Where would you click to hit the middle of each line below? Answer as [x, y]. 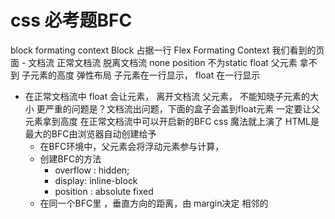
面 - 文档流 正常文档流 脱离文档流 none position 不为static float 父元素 [154, 62]
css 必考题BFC [71, 20]
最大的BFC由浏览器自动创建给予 [90, 133]
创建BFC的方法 [70, 158]
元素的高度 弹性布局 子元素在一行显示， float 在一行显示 [145, 75]
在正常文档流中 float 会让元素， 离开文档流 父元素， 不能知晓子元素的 [167, 96]
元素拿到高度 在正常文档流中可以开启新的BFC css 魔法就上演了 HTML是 [172, 121]
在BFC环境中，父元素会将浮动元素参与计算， [132, 146]
